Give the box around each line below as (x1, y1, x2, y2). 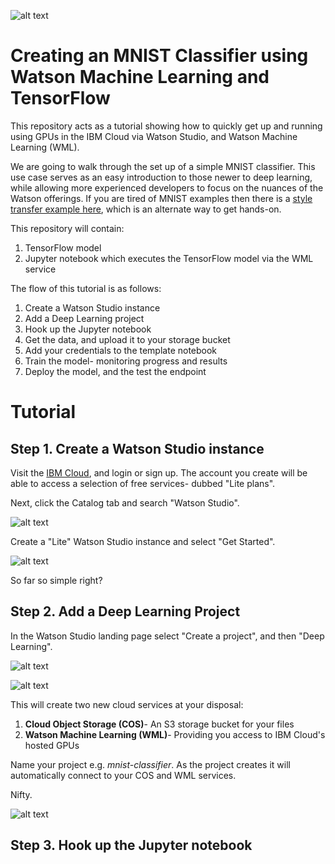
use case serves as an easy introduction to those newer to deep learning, (10, 171, 313, 183)
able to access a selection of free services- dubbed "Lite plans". (10, 477, 276, 489)
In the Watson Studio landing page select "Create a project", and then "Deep (10, 630, 325, 642)
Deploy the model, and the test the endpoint (24, 365, 207, 377)
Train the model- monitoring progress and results (24, 355, 228, 367)
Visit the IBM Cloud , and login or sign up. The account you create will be (10, 466, 308, 479)
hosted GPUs (24, 739, 80, 751)
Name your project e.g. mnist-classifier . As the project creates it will (10, 758, 291, 770)
